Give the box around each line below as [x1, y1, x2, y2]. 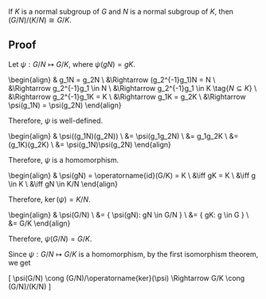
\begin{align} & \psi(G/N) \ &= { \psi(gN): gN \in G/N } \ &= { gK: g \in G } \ [8, 210, 249, 219]
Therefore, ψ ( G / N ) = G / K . [8, 234, 92, 243]
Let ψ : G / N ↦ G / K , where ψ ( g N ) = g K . [8, 59, 135, 69]
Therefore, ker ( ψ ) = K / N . [8, 195, 91, 204]
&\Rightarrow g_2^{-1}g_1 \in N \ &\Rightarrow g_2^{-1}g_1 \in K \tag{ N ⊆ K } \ [8, 83, 257, 92]
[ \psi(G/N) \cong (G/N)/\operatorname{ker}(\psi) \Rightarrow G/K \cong [8, 273, 245, 282]
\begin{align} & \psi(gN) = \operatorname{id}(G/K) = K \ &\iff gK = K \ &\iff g [8, 171, 256, 180]
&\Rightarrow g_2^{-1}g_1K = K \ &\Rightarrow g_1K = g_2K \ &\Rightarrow [8, 92, 246, 101]
